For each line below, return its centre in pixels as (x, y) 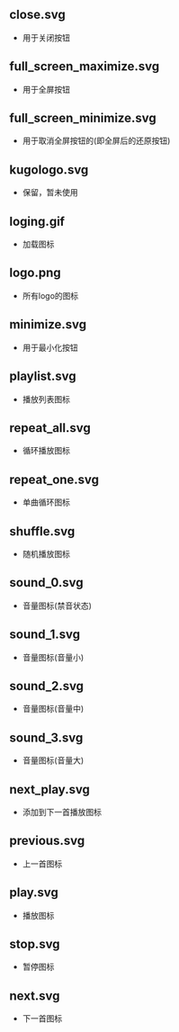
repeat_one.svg (54, 479)
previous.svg (47, 841)
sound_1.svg (45, 635)
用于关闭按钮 (46, 37)
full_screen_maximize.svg (85, 67)
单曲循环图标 (46, 502)
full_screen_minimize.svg (83, 118)
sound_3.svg (46, 737)
